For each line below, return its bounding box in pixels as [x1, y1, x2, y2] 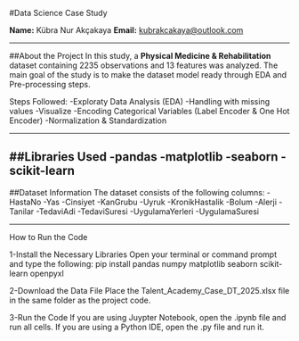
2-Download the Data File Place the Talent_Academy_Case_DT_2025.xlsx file [9, 285, 290, 295]
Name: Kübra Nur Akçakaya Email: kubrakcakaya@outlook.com [9, 25, 244, 35]
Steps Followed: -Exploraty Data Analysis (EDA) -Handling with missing [9, 96, 271, 106]
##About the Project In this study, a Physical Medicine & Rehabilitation [9, 51, 271, 61]
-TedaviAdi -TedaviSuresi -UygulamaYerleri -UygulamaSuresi [35, 205, 260, 217]
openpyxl [29, 268, 64, 279]
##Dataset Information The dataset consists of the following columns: [9, 187, 265, 197]
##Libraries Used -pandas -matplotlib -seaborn [9, 149, 279, 164]
